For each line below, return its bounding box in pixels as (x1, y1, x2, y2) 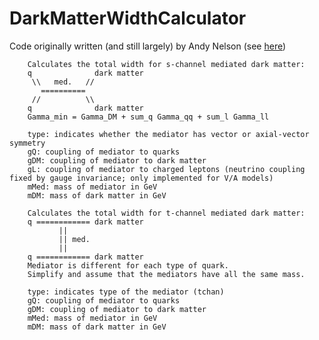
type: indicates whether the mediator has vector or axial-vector (27, 129, 310, 139)
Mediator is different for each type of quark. (27, 260, 229, 271)
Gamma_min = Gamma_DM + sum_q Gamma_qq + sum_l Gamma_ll (27, 112, 270, 122)
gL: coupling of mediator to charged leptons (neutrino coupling (27, 164, 306, 174)
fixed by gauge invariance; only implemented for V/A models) (9, 173, 274, 183)
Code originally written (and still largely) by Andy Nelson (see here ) (9, 40, 287, 52)
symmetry (9, 138, 46, 148)
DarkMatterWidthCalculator (9, 7, 247, 30)
